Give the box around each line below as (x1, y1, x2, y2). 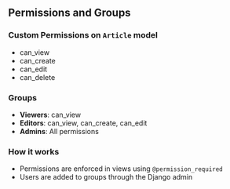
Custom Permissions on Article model (8, 30, 159, 41)
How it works (8, 146, 60, 157)
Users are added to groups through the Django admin (19, 173, 193, 182)
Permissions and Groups (8, 6, 131, 20)
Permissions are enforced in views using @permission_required (19, 164, 224, 173)
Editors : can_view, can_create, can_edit (19, 118, 148, 128)
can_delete (19, 72, 56, 82)
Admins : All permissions (19, 126, 100, 136)
